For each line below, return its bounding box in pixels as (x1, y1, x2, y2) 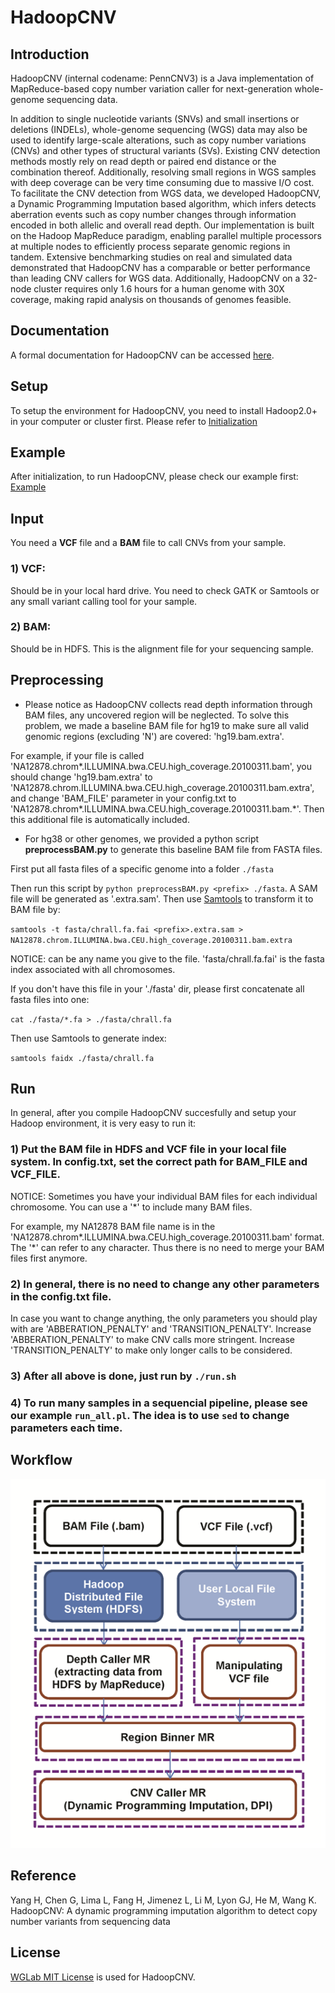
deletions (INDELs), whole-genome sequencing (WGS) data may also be (10, 124, 308, 135)
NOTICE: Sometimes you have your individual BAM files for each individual (10, 1190, 318, 1202)
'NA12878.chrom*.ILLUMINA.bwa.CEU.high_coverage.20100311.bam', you (10, 760, 313, 772)
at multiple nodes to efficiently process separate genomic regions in (10, 241, 291, 252)
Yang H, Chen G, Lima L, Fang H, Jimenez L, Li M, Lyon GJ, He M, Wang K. (10, 1894, 317, 1906)
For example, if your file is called (10, 749, 145, 761)
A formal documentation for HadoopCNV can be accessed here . (10, 349, 275, 361)
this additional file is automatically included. (10, 813, 190, 825)
